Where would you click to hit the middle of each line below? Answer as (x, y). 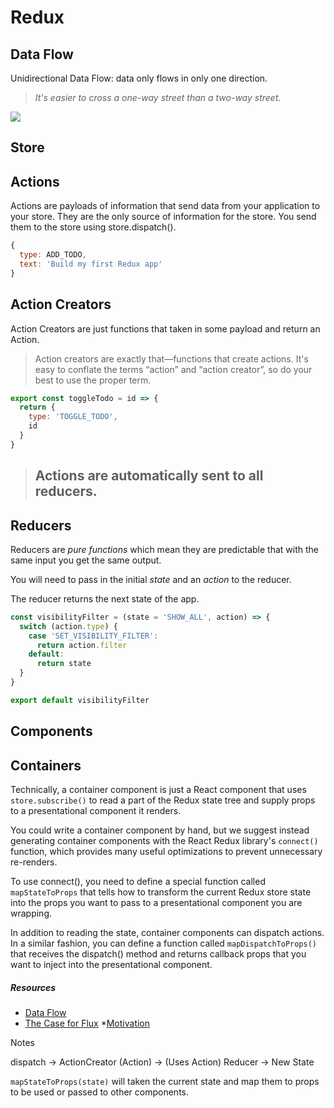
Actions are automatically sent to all (149, 476)
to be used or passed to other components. (100, 1092)
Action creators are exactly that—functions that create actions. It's (171, 358)
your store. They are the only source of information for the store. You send (163, 217)
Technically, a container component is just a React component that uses (158, 790)
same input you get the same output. (86, 560)
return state (64, 664)
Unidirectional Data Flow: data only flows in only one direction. (139, 78)
